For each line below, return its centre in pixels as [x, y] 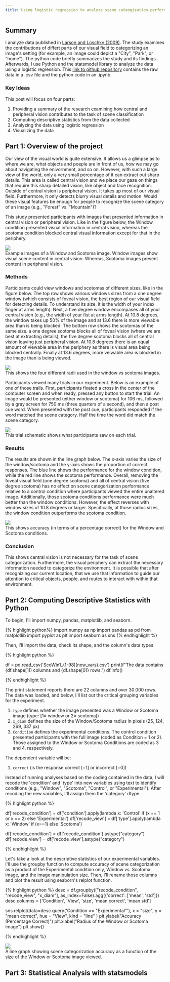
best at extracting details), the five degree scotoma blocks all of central [80, 336]
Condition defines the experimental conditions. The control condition [84, 732]
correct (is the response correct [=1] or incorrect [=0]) [69, 768]
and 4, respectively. [33, 748]
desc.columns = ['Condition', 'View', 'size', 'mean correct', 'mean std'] [78, 901]
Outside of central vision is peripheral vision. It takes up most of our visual [82, 191]
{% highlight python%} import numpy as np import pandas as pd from [78, 630]
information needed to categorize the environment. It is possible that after [82, 568]
